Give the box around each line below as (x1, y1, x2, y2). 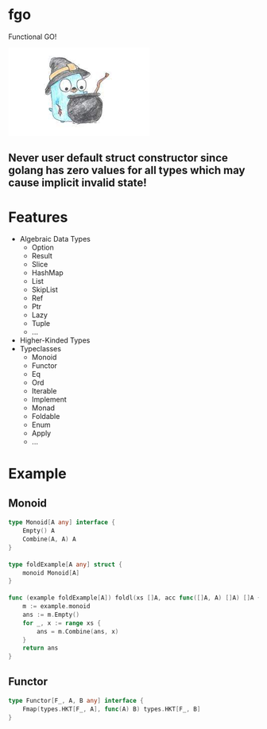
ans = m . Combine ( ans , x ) (37, 627, 119, 635)
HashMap (31, 268, 64, 277)
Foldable (31, 412, 60, 421)
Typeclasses (19, 344, 62, 354)
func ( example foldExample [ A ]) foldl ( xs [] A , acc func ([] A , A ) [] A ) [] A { (8, 594, 261, 602)
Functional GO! (8, 32, 57, 41)
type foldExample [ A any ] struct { (8, 560, 123, 568)
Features (8, 208, 68, 226)
